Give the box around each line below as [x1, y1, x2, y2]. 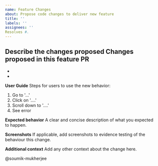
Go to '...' [12, 92, 30, 98]
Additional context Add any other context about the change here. [5, 146, 137, 152]
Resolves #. [5, 30, 29, 34]
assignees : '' [5, 25, 34, 30]
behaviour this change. [5, 136, 51, 142]
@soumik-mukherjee [5, 155, 47, 161]
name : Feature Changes [5, 7, 51, 12]
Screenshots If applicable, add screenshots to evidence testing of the [5, 132, 145, 137]
